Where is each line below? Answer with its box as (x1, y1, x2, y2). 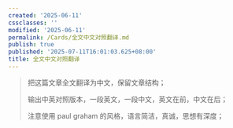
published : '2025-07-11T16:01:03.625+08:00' (8, 48, 157, 56)
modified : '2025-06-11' (8, 26, 87, 34)
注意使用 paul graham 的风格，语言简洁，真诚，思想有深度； (27, 111, 224, 120)
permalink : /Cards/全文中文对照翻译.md (8, 33, 130, 42)
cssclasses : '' (8, 19, 58, 27)
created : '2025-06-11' (8, 11, 83, 20)
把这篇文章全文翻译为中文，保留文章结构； (27, 78, 166, 87)
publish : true (8, 41, 55, 49)
